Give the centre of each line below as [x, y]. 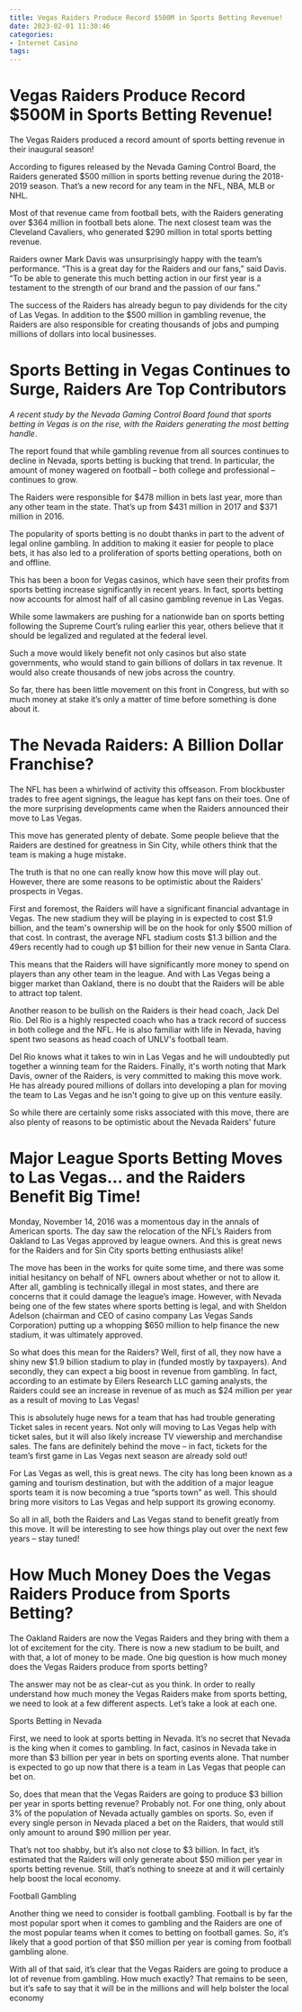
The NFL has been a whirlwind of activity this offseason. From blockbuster [147, 789]
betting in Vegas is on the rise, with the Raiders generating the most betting [149, 424]
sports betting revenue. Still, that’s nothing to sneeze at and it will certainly [147, 1869]
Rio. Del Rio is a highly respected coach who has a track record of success [148, 1020]
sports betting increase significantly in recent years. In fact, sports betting [146, 589]
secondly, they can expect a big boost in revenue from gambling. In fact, [143, 1371]
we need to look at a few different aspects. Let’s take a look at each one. [143, 1703]
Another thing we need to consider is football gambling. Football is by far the [151, 1913]
